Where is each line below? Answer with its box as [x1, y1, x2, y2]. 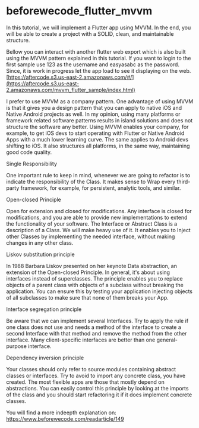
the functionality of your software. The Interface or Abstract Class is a [6, 220, 178, 227]
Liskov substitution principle [6, 251, 75, 258]
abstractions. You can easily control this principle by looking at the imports [6, 384, 189, 392]
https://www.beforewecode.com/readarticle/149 [6, 415, 125, 422]
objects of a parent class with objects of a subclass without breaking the [6, 281, 184, 288]
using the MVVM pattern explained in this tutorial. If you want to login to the [6, 54, 191, 61]
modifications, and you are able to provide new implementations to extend [6, 214, 188, 221]
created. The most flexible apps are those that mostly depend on [6, 378, 165, 386]
